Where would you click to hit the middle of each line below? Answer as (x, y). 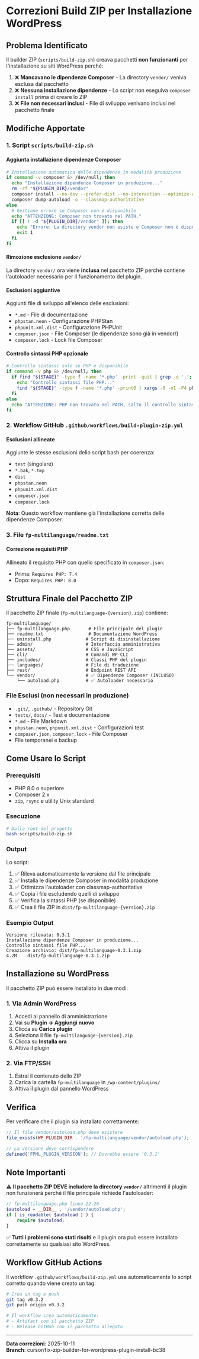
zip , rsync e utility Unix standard (54, 801)
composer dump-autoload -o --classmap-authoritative (78, 200)
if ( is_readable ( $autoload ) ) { (50, 1215)
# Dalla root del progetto (39, 828)
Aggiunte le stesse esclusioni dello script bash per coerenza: (81, 453)
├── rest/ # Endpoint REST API (71, 671)
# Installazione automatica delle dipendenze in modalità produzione (94, 172)
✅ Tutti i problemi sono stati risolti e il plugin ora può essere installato (92, 1237)
